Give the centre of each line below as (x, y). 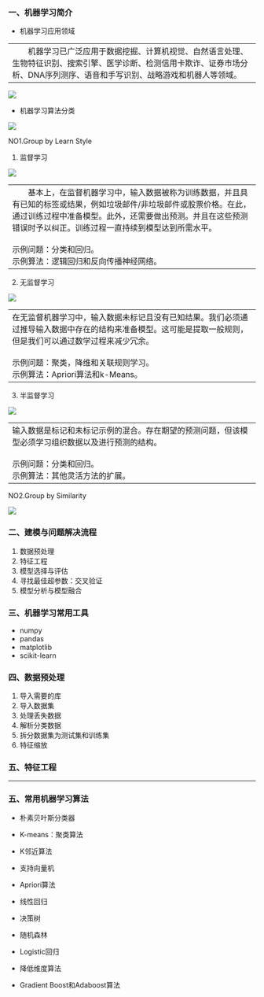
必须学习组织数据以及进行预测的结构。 (91, 442)
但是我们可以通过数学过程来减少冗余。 (83, 342)
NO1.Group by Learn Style (50, 141)
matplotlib (36, 647)
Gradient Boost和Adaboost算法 (70, 984)
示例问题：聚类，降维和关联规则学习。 (83, 363)
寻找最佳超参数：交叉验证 (61, 581)
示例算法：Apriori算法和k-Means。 (77, 375)
